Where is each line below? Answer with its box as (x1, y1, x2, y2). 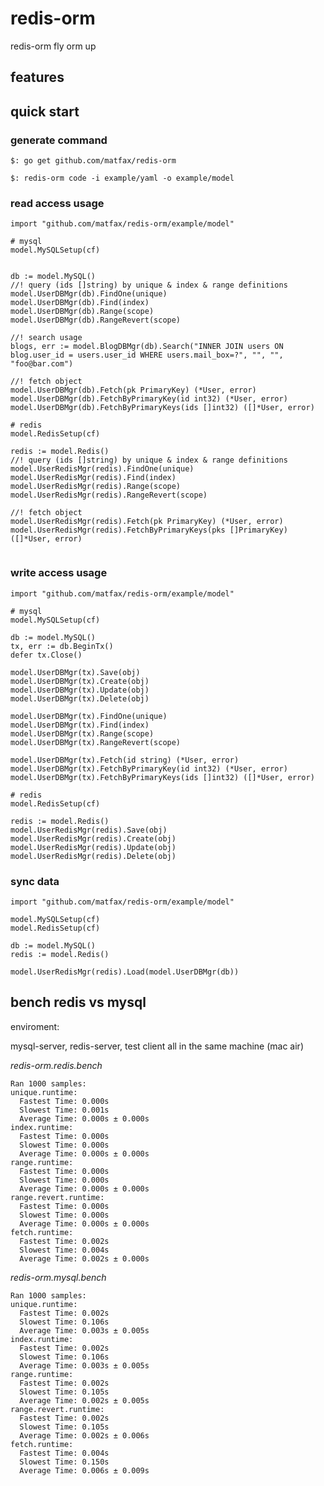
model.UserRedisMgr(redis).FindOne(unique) (10, 464, 195, 474)
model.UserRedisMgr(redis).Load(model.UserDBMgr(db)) (10, 967, 240, 977)
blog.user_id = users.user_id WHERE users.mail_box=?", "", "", (10, 350, 284, 361)
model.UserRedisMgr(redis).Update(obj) (10, 842, 177, 852)
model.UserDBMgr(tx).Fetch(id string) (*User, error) (10, 755, 240, 765)
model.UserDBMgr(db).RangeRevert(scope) (10, 315, 182, 326)
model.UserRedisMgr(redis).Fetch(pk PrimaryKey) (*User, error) (10, 517, 284, 527)
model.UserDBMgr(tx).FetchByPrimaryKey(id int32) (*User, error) (10, 763, 288, 774)
